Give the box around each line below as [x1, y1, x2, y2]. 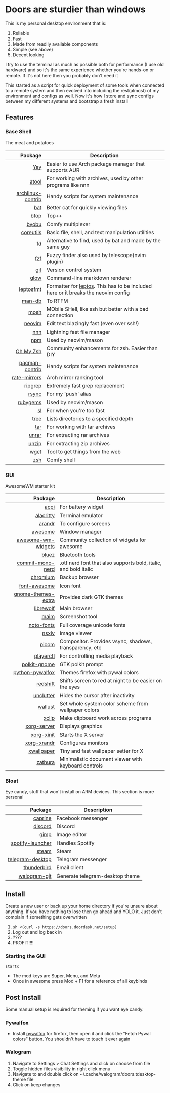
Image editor [56, 831, 87, 839]
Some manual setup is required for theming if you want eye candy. [5, 1006, 144, 1012]
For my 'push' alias [46, 390, 92, 397]
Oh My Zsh [15, 348, 42, 355]
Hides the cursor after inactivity [60, 691, 135, 699]
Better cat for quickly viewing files [46, 204, 127, 211]
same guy [46, 243, 70, 250]
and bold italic [60, 565, 93, 572]
